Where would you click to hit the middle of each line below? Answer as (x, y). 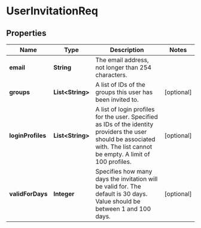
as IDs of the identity (124, 124)
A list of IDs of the (120, 85)
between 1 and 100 (123, 209)
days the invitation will (127, 179)
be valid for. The (118, 186)
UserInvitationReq (52, 11)
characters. (111, 75)
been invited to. (117, 100)
